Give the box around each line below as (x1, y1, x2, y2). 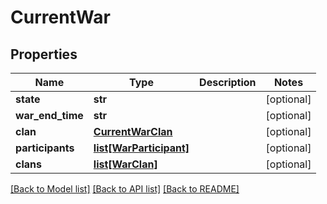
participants (15, 141, 75, 155)
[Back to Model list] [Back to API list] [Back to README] (10, 183, 240, 195)
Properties (10, 46, 78, 63)
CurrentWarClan (93, 125, 173, 138)
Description (199, 76, 257, 89)
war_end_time (15, 109, 84, 122)
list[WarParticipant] (93, 141, 190, 155)
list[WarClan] (93, 157, 158, 171)
